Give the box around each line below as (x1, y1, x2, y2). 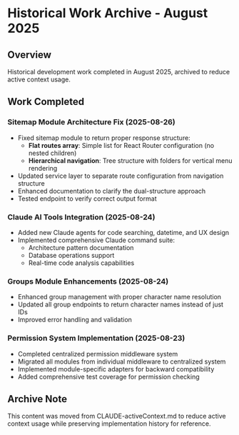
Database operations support (28, 251, 115, 259)
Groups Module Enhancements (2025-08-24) (7, 276, 169, 286)
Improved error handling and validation (17, 316, 132, 324)
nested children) (28, 149, 77, 157)
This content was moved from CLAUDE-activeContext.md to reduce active (7, 412, 226, 421)
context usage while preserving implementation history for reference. (7, 419, 212, 428)
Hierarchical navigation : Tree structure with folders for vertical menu (28, 156, 233, 165)
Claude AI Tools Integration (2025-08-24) (7, 212, 156, 222)
